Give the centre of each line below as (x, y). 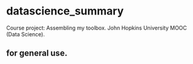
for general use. (37, 53)
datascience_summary (65, 11)
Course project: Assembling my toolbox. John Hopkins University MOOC (97, 28)
